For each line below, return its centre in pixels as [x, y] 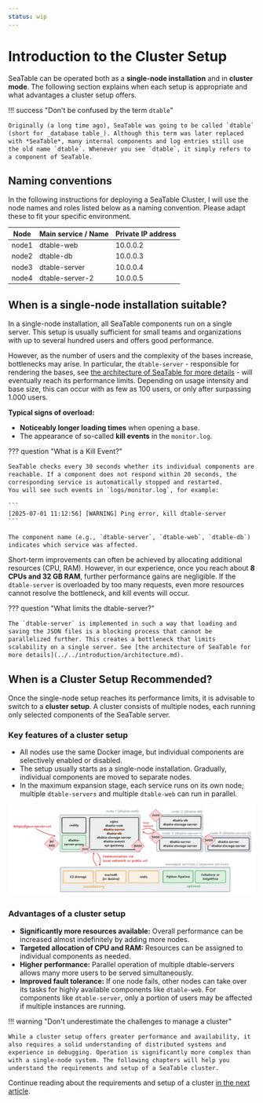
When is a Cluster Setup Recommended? [110, 679]
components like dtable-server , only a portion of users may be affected [136, 998]
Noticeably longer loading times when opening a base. [110, 428]
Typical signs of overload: [51, 413]
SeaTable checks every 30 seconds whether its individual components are [131, 467]
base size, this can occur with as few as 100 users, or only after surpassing [130, 389]
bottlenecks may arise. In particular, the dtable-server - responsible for [124, 364]
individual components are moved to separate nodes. [106, 777]
